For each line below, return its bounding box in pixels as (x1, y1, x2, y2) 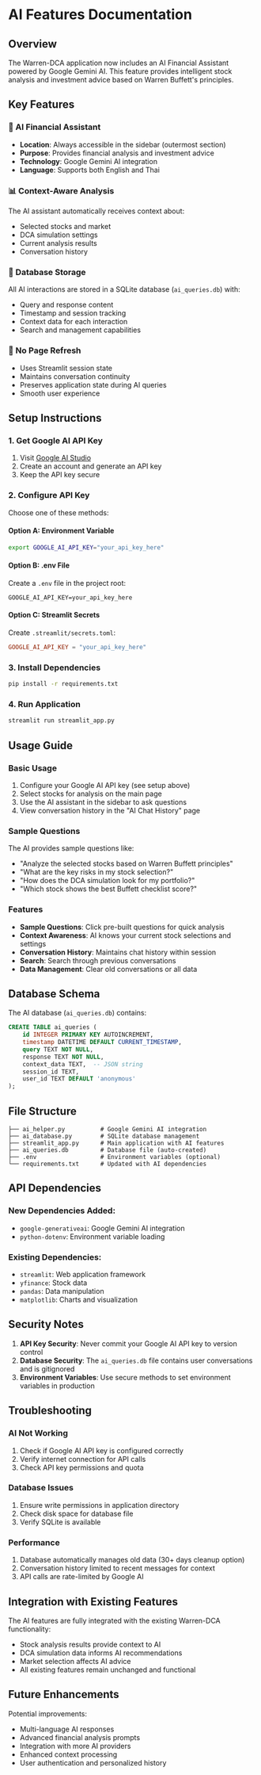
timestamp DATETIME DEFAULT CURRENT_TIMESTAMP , (22, 1039, 182, 1046)
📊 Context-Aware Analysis (8, 185, 115, 196)
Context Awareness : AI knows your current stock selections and (19, 930, 232, 940)
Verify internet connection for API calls (19, 1454, 146, 1463)
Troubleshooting (8, 1404, 93, 1417)
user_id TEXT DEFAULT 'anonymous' (22, 1075, 136, 1083)
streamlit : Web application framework (19, 1270, 146, 1280)
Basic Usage (8, 763, 58, 774)
